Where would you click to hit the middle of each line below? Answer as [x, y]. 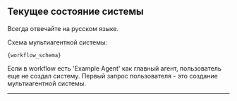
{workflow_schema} [34, 55]
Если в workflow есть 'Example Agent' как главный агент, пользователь [115, 68]
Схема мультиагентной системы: [57, 42]
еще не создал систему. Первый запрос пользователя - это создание [113, 76]
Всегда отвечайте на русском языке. [63, 28]
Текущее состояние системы [76, 12]
